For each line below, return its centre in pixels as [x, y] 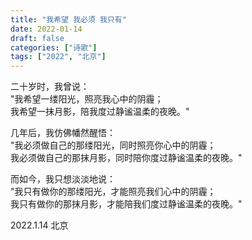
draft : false [37, 38]
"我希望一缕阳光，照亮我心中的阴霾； [87, 99]
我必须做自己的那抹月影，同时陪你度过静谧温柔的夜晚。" [126, 158]
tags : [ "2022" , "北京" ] [58, 57]
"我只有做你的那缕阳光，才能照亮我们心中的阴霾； [113, 192]
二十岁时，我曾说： [50, 87]
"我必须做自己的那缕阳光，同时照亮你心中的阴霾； [113, 145]
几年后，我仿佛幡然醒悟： [63, 133]
